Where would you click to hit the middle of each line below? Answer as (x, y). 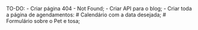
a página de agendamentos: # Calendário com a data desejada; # (86, 15)
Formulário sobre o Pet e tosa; (43, 21)
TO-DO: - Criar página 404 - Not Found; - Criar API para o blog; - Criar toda (99, 9)
